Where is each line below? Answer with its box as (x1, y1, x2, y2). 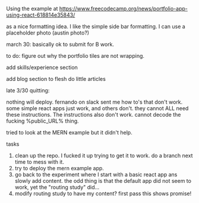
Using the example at (6, 5, 58, 12)
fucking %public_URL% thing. (6, 117, 79, 124)
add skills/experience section (6, 64, 78, 71)
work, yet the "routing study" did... (14, 184, 100, 190)
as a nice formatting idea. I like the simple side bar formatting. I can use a (6, 23, 185, 30)
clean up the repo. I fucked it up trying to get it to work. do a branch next (14, 152, 193, 159)
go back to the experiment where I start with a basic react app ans (14, 171, 178, 178)
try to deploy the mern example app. (14, 165, 104, 171)
